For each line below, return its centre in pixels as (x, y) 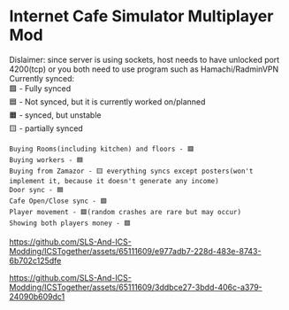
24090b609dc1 (37, 296)
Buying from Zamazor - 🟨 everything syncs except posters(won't (131, 171)
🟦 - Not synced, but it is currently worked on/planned (107, 101)
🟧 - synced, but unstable (55, 115)
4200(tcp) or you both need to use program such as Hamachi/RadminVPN (144, 69)
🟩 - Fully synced (40, 88)
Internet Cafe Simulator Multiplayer (141, 16)
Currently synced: (42, 78)
